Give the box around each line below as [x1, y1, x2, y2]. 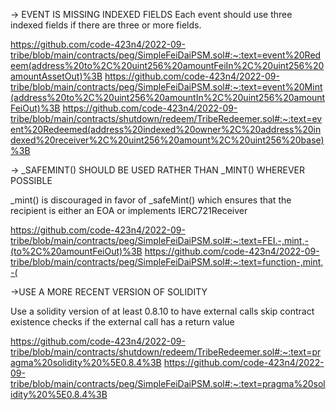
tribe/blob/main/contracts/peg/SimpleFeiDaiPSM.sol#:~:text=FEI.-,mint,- [10, 235, 309, 246]
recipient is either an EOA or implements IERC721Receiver [10, 205, 248, 216]
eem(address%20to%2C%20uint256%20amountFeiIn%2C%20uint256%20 [10, 60, 325, 71]
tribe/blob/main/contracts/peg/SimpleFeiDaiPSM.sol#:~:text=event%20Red [10, 49, 322, 61]
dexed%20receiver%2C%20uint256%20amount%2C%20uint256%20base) [10, 134, 325, 146]
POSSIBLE [10, 175, 53, 186]
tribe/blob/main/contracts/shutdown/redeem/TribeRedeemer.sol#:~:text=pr [10, 346, 322, 358]
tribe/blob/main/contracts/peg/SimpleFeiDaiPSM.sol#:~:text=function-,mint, [10, 256, 324, 268]
